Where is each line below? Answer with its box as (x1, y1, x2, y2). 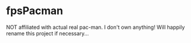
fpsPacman (6, 4, 64, 18)
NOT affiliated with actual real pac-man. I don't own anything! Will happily (6, 24, 185, 31)
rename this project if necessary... (6, 29, 89, 37)
